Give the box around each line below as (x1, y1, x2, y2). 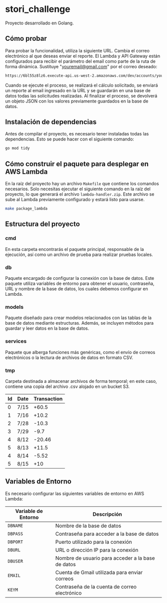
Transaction (33, 395, 63, 402)
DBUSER (7, 558, 23, 564)
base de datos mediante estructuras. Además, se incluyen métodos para (5, 320, 154, 326)
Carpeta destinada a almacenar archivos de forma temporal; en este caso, (5, 378, 158, 384)
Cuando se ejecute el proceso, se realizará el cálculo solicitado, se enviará (5, 82, 158, 88)
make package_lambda (5, 206, 48, 211)
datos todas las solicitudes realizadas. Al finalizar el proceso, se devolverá (5, 93, 158, 99)
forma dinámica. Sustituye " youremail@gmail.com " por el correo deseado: (5, 63, 158, 69)
